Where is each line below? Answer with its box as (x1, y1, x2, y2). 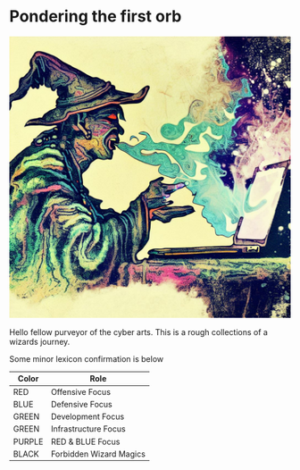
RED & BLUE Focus (50, 436, 121, 447)
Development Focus (50, 411, 125, 422)
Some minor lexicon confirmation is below (9, 353, 164, 364)
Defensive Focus (50, 399, 113, 409)
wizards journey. (9, 336, 71, 347)
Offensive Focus (50, 386, 112, 397)
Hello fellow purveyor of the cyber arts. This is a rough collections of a (9, 326, 268, 337)
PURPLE (12, 436, 44, 447)
